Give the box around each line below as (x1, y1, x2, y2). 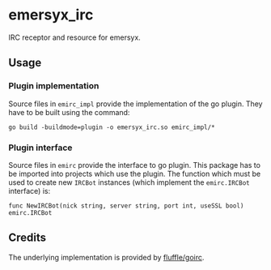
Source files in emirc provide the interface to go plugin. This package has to (8, 160, 261, 169)
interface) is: (8, 186, 51, 195)
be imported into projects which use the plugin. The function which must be (8, 169, 261, 178)
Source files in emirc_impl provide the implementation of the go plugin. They (8, 99, 263, 109)
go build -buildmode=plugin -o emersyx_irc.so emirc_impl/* (8, 123, 216, 131)
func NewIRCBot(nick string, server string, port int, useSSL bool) (8, 201, 244, 210)
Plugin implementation (8, 80, 100, 92)
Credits (8, 231, 47, 245)
